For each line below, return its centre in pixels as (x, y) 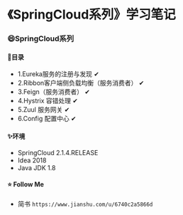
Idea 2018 (32, 160)
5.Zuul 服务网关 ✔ (44, 110)
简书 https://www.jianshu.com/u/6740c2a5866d (85, 204)
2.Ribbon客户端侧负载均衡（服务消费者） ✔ (81, 83)
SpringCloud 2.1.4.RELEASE (58, 152)
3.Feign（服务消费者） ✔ (54, 92)
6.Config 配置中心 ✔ (47, 119)
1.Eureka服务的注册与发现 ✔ (58, 74)
